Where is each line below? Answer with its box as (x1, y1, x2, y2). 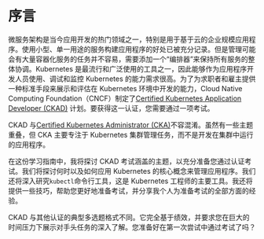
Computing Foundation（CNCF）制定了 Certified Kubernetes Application (8, 94, 242, 103)
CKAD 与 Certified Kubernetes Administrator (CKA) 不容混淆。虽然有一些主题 (8, 119, 254, 130)
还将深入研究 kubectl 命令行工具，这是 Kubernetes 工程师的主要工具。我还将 (8, 176, 253, 186)
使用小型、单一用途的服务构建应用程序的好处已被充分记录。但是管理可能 (21, 44, 256, 53)
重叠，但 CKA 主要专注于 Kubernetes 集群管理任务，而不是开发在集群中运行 (8, 130, 254, 139)
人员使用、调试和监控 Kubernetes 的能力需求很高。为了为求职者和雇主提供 (14, 74, 256, 83)
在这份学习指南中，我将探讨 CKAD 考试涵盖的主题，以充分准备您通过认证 (8, 156, 245, 166)
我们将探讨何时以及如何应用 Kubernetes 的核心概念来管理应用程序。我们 (21, 166, 256, 175)
